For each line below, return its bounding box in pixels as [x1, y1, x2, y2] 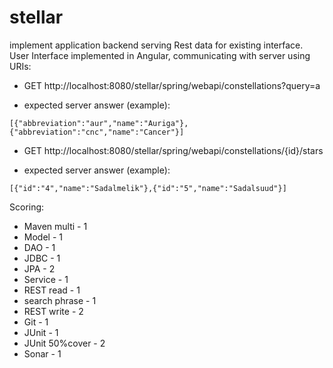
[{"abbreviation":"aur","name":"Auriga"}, [9, 118, 189, 128]
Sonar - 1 [23, 347, 62, 360]
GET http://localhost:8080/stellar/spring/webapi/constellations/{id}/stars [23, 144, 324, 156]
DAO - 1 [23, 241, 56, 253]
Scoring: [9, 201, 45, 213]
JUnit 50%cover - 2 [23, 337, 106, 349]
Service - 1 [23, 273, 69, 285]
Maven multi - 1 [23, 220, 88, 232]
